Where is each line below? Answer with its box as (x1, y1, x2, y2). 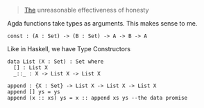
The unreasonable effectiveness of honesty (24, 6, 149, 14)
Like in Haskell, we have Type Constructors (7, 45, 130, 53)
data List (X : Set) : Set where (7, 58, 104, 65)
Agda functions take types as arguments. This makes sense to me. (7, 19, 198, 27)
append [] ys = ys (7, 89, 60, 96)
